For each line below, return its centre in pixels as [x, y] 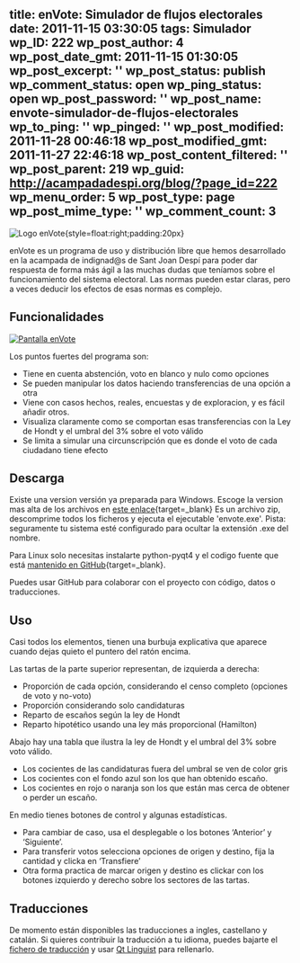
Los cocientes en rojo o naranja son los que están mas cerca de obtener [156, 788]
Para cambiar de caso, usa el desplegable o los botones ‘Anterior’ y [147, 833]
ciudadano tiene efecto [65, 450]
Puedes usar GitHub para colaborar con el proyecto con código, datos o [142, 583]
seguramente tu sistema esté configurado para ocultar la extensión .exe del [149, 529]
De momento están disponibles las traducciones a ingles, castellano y [138, 931]
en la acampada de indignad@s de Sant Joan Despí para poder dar [133, 260]
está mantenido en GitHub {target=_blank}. [88, 565]
